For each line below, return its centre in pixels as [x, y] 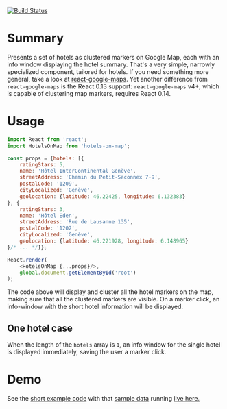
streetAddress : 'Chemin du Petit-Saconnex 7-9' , [90, 177]
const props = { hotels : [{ [46, 158]
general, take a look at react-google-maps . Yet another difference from [107, 79]
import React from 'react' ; [47, 139]
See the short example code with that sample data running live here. [104, 398]
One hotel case [40, 328]
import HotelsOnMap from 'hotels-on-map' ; [69, 146]
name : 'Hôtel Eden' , [49, 216]
